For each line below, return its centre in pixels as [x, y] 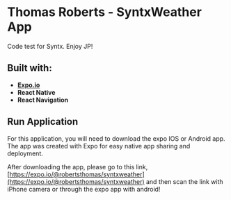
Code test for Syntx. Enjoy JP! [50, 46]
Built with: [30, 68]
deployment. [25, 153]
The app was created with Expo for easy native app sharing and [99, 146]
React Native [36, 92]
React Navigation [43, 100]
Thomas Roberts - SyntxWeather [104, 12]
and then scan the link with [185, 181]
